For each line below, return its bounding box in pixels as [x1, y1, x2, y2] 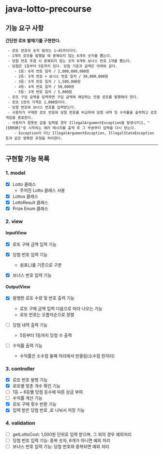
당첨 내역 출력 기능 [12, 322, 48, 328]
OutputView [5, 284, 30, 290]
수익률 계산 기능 [12, 395, 43, 401]
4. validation [5, 420, 35, 426]
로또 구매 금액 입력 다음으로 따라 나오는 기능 [19, 306, 103, 311]
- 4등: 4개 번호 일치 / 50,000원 [14, 84, 74, 89]
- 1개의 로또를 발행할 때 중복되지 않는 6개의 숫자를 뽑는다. [7, 53, 112, 58]
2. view [5, 218, 23, 225]
